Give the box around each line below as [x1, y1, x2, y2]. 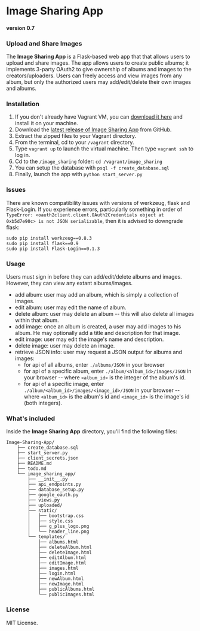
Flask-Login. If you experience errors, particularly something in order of [6, 206, 183, 213]
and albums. [6, 85, 37, 92]
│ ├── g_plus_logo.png [27, 523, 90, 530]
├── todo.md [17, 466, 47, 472]
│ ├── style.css [27, 518, 73, 524]
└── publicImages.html [38, 591, 95, 597]
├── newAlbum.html [38, 576, 84, 582]
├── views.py [27, 497, 60, 503]
